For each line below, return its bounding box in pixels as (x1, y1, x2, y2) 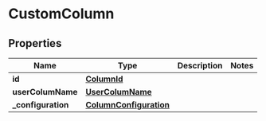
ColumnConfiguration (85, 100, 170, 110)
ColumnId (85, 73, 123, 84)
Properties (8, 37, 62, 50)
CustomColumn (8, 5, 115, 23)
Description (177, 60, 223, 71)
